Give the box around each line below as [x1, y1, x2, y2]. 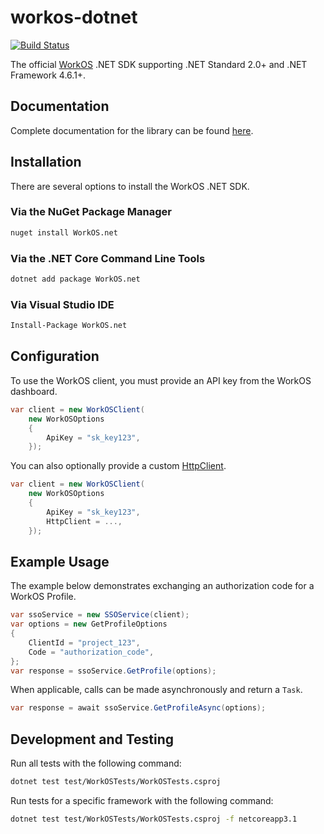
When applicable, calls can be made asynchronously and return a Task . [10, 684, 303, 696]
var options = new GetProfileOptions [10, 619, 168, 630]
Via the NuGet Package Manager [10, 205, 173, 219]
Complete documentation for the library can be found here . [10, 124, 254, 136]
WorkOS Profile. [10, 591, 77, 603]
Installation [10, 154, 82, 171]
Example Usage [10, 553, 110, 570]
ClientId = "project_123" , [28, 637, 141, 648]
